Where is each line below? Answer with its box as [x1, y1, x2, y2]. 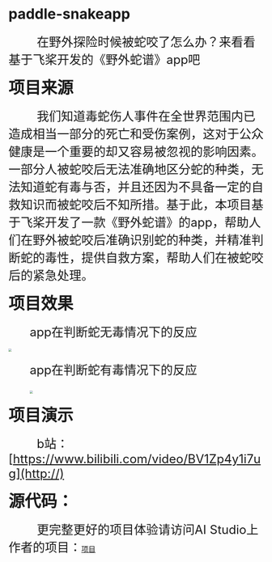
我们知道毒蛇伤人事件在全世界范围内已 [36, 108, 256, 124]
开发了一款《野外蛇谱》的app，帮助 [44, 214, 249, 230]
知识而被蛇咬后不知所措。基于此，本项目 [19, 196, 252, 213]
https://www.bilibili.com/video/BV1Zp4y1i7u [12, 451, 261, 467]
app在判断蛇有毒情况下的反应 [29, 362, 198, 378]
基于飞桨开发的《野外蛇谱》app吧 [8, 52, 201, 67]
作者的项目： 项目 [8, 539, 96, 556]
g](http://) [8, 466, 65, 482]
